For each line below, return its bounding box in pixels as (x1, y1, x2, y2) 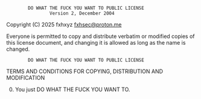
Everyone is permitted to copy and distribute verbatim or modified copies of (6, 33, 195, 40)
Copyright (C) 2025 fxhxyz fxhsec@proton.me (6, 21, 122, 28)
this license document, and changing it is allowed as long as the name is (6, 39, 186, 46)
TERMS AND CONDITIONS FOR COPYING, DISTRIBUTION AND (6, 68, 164, 75)
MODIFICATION (6, 74, 45, 81)
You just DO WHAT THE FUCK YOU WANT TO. (14, 86, 130, 93)
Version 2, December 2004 (49, 10, 115, 16)
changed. (6, 45, 30, 53)
